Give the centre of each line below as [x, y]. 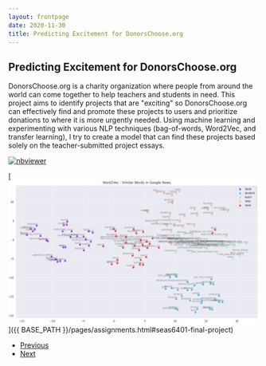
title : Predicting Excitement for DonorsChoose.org [96, 33]
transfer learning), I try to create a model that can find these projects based [132, 137]
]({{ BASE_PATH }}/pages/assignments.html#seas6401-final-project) [121, 329]
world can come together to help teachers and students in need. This [122, 95]
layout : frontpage [39, 17]
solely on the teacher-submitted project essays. [86, 146]
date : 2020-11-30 [37, 25]
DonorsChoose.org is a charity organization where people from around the [131, 86]
